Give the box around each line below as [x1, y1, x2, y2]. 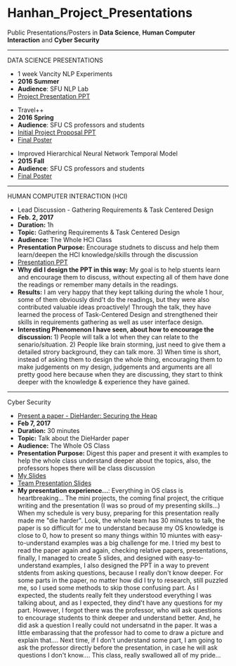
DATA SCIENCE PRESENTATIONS [7, 56, 103, 64]
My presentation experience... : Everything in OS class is [17, 486, 184, 494]
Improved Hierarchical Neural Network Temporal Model [17, 149, 178, 158]
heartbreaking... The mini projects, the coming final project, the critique [17, 494, 224, 502]
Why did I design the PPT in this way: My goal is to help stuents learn [17, 265, 221, 274]
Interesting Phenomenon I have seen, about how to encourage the [17, 325, 214, 334]
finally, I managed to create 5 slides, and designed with [17, 553, 178, 562]
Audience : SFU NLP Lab [17, 84, 89, 93]
